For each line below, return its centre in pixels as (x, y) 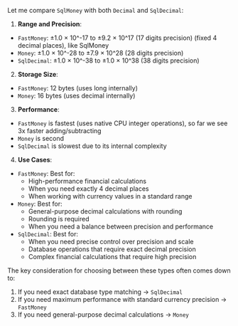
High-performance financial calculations (87, 181)
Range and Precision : (50, 24)
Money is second (41, 138)
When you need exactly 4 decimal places (88, 189)
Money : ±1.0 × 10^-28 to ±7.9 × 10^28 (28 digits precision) (101, 53)
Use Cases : (35, 160)
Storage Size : (38, 74)
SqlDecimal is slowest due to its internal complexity (92, 146)
